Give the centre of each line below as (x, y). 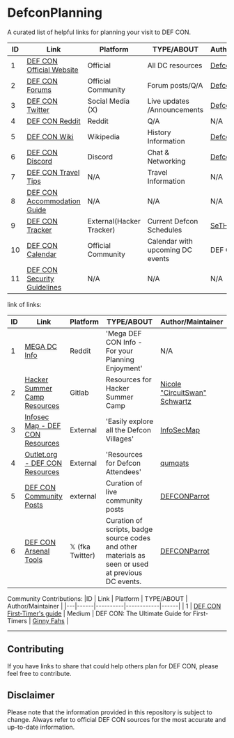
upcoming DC (170, 250)
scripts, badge (129, 529)
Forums (39, 90)
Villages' (120, 439)
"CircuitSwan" (183, 393)
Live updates (169, 101)
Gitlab (79, 393)
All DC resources (175, 65)
